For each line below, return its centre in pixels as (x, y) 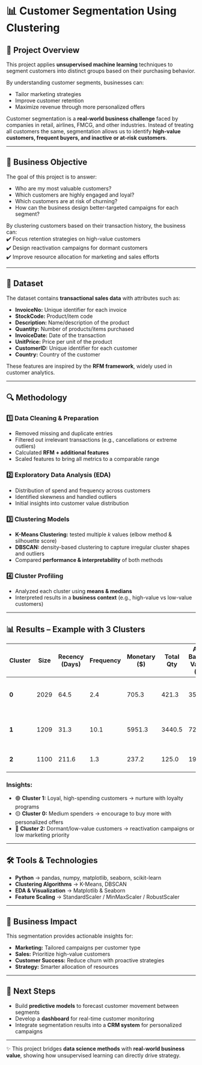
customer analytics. (31, 372)
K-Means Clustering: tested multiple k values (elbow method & (93, 534)
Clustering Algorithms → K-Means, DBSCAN (71, 884)
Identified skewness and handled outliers (66, 496)
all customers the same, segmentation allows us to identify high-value (93, 131)
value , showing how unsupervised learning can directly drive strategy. (93, 1055)
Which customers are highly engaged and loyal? (75, 195)
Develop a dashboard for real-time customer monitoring (84, 1018)
